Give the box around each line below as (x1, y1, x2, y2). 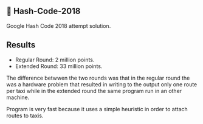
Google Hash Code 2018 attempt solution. (6, 22, 111, 29)
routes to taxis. (6, 112, 44, 119)
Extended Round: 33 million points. (15, 62, 103, 70)
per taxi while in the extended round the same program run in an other (6, 87, 182, 94)
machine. (6, 94, 30, 101)
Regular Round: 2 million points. (15, 56, 95, 63)
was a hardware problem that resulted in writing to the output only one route (6, 80, 198, 88)
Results (6, 40, 36, 50)
